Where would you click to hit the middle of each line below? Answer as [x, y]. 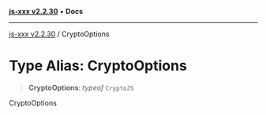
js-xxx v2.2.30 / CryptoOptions [59, 34]
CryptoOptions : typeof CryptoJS [81, 87]
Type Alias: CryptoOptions [98, 66]
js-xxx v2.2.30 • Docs [46, 11]
